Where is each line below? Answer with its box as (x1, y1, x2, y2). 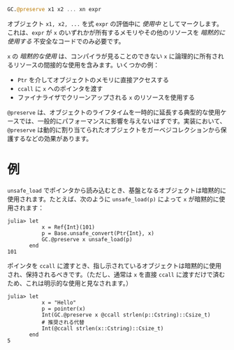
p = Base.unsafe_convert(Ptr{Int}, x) (41, 229, 155, 237)
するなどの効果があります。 (13, 134, 93, 142)
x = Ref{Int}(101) (41, 224, 96, 231)
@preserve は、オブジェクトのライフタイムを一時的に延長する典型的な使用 (7, 108, 221, 116)
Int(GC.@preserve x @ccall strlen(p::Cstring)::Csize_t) (41, 311, 211, 318)
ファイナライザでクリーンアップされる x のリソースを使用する (17, 93, 196, 101)
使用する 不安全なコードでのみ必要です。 (7, 36, 125, 45)
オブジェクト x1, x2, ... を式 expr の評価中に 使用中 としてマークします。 (7, 19, 224, 27)
